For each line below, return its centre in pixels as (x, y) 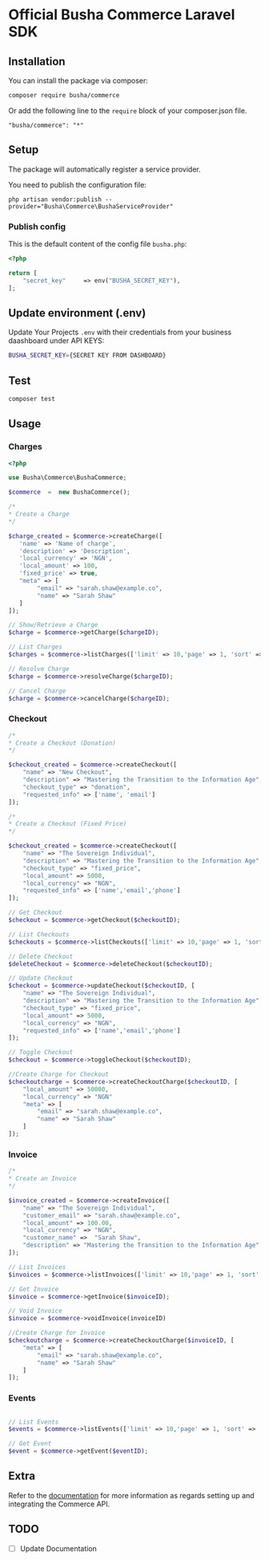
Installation (37, 61)
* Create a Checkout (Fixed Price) (68, 824)
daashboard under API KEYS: (56, 341)
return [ (23, 273)
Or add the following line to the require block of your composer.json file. (128, 111)
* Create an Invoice (43, 1179)
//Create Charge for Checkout (59, 1075)
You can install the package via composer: (78, 81)
